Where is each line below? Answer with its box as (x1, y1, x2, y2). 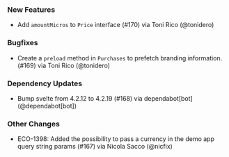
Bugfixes (7, 38, 38, 48)
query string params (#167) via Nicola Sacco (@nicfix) (17, 142, 173, 151)
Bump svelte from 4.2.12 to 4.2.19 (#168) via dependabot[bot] (17, 94, 193, 102)
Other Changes (7, 119, 61, 129)
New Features (7, 5, 56, 15)
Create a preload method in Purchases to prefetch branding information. (17, 53, 223, 62)
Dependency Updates (7, 78, 82, 88)
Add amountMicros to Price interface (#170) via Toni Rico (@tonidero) (17, 21, 214, 29)
